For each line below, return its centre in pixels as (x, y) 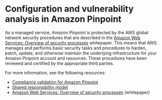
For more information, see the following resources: (55, 72)
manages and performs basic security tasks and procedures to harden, (76, 48)
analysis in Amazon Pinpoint (63, 19)
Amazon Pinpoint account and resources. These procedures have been (76, 58)
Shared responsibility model (40, 87)
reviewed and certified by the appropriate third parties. (60, 63)
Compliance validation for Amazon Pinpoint (55, 82)
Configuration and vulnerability (69, 9)
